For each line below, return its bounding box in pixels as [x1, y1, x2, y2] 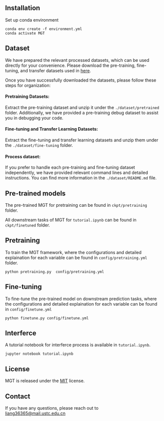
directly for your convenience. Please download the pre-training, [5, 62, 136, 68]
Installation [5, 4, 40, 12]
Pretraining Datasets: [5, 93, 50, 100]
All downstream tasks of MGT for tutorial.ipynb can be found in [5, 217, 137, 223]
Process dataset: [5, 153, 41, 159]
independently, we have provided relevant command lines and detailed [5, 169, 148, 176]
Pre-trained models [5, 189, 66, 197]
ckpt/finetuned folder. [5, 222, 50, 228]
